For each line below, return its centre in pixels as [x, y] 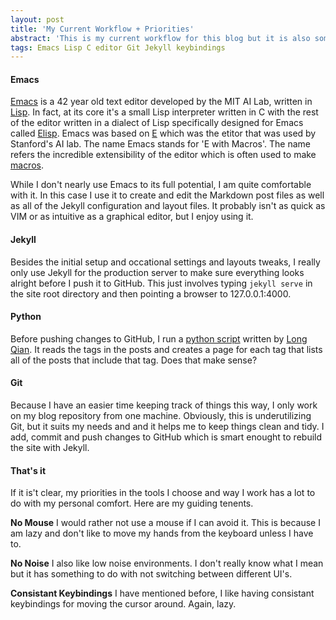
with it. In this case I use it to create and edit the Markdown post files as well [167, 195]
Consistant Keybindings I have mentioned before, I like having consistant [162, 593]
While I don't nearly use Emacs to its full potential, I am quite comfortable [161, 185]
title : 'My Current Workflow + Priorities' [102, 29]
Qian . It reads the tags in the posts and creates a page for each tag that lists [166, 349]
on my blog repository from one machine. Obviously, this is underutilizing [161, 416]
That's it [28, 470]
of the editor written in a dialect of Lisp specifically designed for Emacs [157, 123]
